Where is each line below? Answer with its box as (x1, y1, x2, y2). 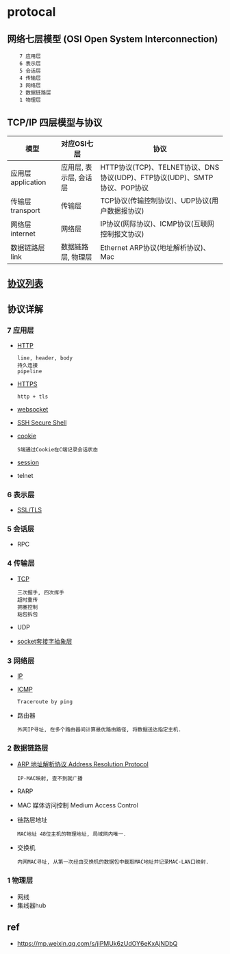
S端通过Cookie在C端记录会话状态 (16, 446, 98, 453)
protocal (7, 4, 56, 20)
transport (10, 205, 41, 215)
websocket (16, 405, 49, 413)
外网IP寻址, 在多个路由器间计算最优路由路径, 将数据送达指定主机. (16, 727, 181, 733)
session (16, 458, 40, 466)
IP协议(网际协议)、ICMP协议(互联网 (100, 218, 214, 228)
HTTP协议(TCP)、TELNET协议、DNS (100, 162, 220, 172)
